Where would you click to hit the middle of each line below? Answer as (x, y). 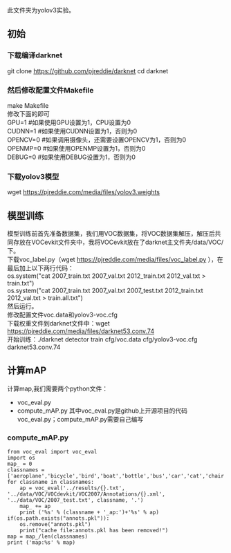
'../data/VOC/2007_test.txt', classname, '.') (75, 500)
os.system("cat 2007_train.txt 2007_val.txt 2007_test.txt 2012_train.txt (105, 291)
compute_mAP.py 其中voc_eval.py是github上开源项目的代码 (102, 411)
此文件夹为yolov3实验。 (41, 10)
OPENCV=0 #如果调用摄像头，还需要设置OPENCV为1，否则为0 (97, 140)
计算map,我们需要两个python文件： (58, 388)
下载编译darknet (35, 55)
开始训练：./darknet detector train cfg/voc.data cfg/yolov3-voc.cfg (102, 339)
